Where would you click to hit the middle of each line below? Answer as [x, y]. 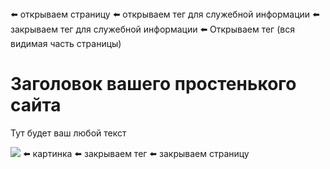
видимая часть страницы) [66, 43]
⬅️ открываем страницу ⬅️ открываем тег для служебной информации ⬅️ [165, 14]
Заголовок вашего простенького [153, 84]
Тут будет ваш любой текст [68, 133]
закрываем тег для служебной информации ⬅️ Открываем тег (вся [152, 29]
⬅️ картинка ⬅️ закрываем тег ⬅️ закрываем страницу [136, 153]
